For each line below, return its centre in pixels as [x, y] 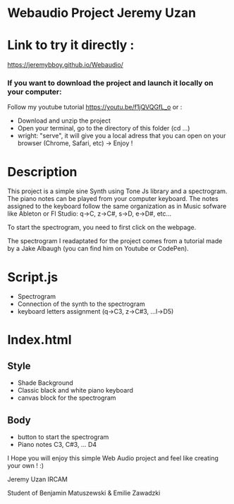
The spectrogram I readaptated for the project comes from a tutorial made [115, 241]
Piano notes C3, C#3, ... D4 [57, 445]
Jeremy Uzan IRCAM [38, 479]
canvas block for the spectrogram [67, 398]
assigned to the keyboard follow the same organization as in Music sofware [117, 207]
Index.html [39, 340]
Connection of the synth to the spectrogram [81, 304]
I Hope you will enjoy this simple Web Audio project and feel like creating [113, 458]
